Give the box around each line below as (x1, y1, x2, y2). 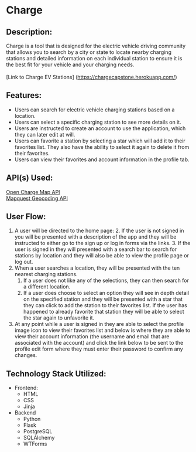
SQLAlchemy (23, 434, 55, 441)
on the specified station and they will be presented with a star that (23, 295, 183, 303)
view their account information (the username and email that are (14, 333, 170, 340)
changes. (14, 352, 37, 359)
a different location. (23, 283, 71, 290)
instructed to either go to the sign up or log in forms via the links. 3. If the (14, 240, 191, 247)
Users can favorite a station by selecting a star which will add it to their (14, 137, 185, 144)
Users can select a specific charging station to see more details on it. (14, 118, 181, 125)
